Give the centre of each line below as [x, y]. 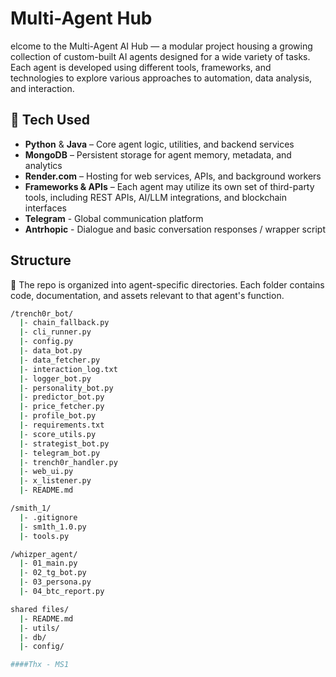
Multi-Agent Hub [81, 18]
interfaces [45, 208]
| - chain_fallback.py [64, 323]
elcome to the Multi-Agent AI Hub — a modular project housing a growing [161, 46]
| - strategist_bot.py [64, 443]
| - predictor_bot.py [62, 397]
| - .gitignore [48, 517]
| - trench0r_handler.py [68, 462]
